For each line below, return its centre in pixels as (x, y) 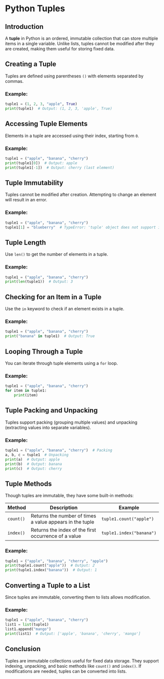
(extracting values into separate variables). (48, 427)
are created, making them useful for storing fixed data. (60, 49)
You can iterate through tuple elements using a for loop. (61, 363)
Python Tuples (35, 9)
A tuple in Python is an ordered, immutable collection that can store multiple (82, 38)
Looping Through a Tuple (44, 352)
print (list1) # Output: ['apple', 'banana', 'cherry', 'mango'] (73, 633)
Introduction (24, 27)
